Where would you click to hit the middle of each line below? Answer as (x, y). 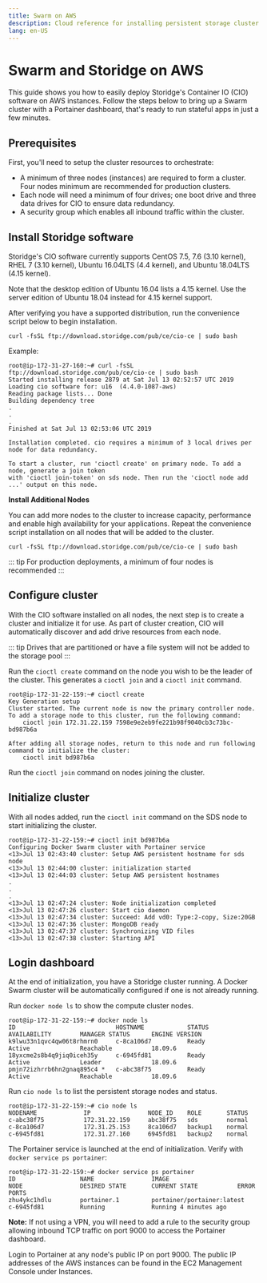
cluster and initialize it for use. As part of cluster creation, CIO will (116, 623)
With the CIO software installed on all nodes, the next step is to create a (126, 614)
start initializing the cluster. (53, 825)
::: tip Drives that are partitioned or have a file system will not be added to (129, 647)
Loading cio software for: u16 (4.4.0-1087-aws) (93, 386)
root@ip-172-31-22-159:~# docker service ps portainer (102, 1172)
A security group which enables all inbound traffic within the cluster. (132, 212)
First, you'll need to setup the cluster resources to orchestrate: (111, 163)
